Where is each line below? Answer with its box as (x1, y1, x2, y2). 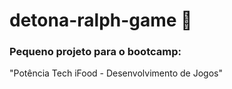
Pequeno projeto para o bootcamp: (9, 45, 182, 59)
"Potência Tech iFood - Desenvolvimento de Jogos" (9, 67, 223, 79)
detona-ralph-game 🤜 (9, 9, 193, 32)
